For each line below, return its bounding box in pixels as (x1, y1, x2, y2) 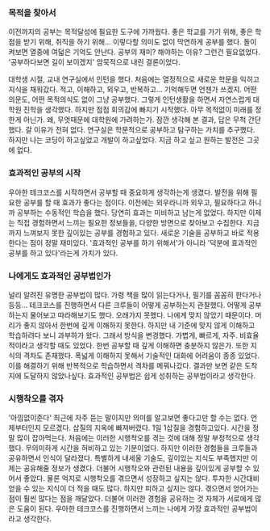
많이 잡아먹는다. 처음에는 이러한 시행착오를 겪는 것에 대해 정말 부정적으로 (16, 433, 245, 443)
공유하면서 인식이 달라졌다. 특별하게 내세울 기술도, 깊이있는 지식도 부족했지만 (8, 453, 250, 463)
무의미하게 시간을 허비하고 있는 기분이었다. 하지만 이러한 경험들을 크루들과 (25, 443, 258, 453)
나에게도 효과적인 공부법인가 (8, 270, 111, 281)
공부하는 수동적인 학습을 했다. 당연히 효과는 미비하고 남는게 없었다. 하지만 (16, 208, 247, 217)
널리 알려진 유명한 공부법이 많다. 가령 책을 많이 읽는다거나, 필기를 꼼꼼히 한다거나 (8, 289, 262, 300)
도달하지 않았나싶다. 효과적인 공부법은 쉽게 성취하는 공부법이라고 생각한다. (23, 370, 256, 381)
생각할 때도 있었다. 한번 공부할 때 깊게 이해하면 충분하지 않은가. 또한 (35, 340, 249, 350)
